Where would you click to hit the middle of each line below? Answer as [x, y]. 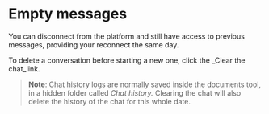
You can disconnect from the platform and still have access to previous [126, 36]
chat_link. [24, 68]
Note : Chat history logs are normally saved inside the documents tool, [144, 84]
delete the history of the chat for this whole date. [109, 101]
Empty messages [68, 14]
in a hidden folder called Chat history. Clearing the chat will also [134, 92]
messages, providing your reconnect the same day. [94, 44]
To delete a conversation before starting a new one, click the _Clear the [127, 60]
